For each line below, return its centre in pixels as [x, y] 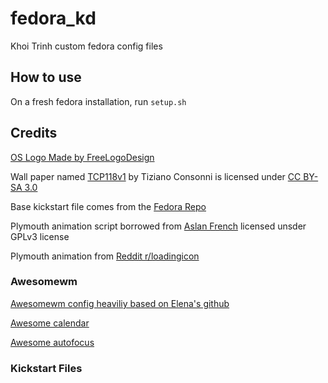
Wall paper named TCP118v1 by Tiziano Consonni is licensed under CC [156, 176]
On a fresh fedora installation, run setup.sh [98, 101]
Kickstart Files [46, 368]
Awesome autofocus [52, 342]
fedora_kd [53, 18]
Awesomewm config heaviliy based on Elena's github [120, 303]
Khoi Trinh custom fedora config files [86, 46]
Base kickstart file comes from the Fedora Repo [108, 206]
